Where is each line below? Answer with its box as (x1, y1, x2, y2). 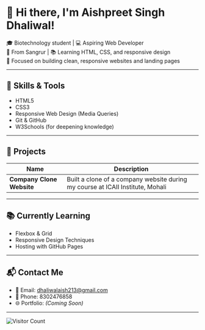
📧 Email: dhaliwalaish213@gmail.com (15, 287, 108, 294)
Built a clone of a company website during (67, 174, 187, 183)
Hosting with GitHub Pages (15, 243, 84, 250)
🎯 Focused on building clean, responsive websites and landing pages (6, 57, 180, 64)
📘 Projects (6, 146, 46, 157)
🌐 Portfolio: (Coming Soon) (15, 299, 84, 307)
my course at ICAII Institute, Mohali (67, 182, 167, 191)
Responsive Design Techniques (15, 236, 95, 244)
